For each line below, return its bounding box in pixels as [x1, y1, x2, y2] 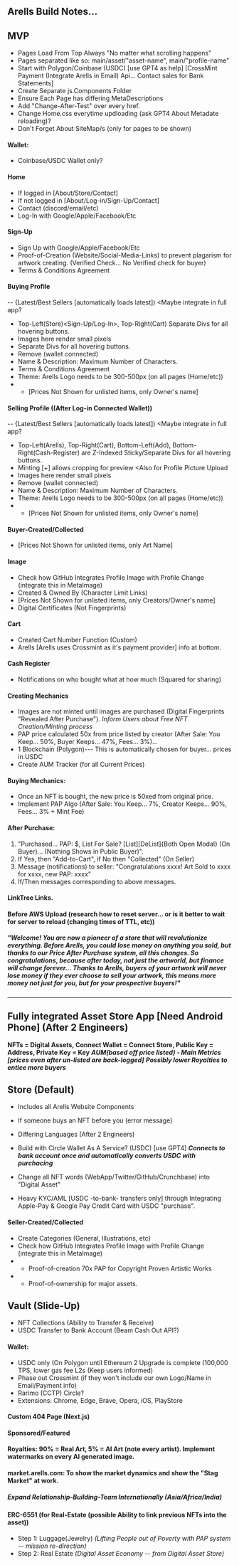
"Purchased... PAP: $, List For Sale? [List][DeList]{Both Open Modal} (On [17, 839, 230, 848]
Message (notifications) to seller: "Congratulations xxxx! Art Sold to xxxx [17, 862, 231, 871]
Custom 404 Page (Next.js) [7, 1412, 90, 1421]
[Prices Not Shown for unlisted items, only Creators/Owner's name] [17, 595, 216, 604]
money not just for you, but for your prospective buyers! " [7, 979, 181, 987]
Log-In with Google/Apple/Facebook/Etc [17, 211, 137, 220]
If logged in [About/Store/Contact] [17, 189, 119, 197]
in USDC [17, 753, 43, 761]
